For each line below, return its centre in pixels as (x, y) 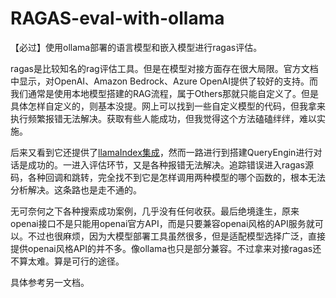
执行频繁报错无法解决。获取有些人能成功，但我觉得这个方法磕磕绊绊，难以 (163, 118)
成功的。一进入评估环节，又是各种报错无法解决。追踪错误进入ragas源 (170, 164)
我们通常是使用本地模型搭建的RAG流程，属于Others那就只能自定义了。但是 (165, 93)
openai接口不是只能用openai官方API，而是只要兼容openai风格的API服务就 (162, 223)
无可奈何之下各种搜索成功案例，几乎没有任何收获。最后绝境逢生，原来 (155, 211)
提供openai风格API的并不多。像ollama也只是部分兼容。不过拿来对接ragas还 (166, 248)
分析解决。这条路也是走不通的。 (76, 189)
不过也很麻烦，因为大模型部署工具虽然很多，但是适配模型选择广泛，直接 (176, 236)
